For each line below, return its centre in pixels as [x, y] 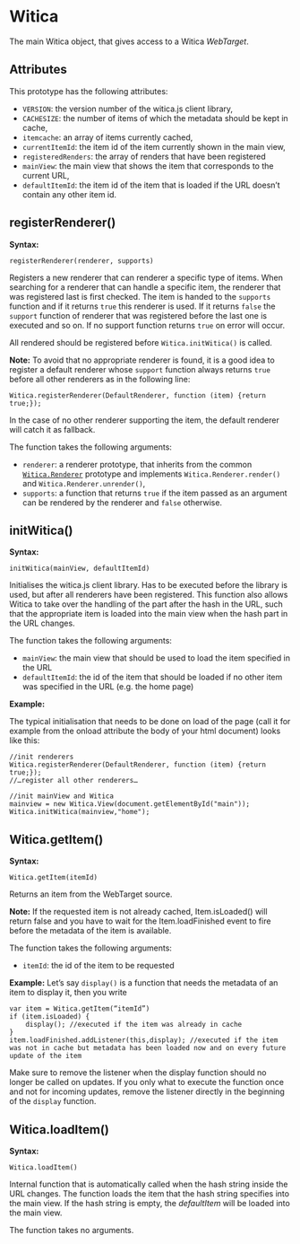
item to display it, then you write [68, 993]
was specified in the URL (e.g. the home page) [108, 687]
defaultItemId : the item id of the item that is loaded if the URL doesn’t [151, 185]
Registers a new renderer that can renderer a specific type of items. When [146, 277]
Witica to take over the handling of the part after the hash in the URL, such [146, 604]
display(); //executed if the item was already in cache [134, 1025]
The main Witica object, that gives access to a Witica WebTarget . [129, 41]
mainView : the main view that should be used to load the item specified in [156, 658]
